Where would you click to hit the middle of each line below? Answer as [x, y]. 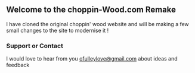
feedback [18, 65]
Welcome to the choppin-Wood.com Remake [91, 10]
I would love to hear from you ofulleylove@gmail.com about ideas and [92, 59]
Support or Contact [35, 46]
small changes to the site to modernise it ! [58, 30]
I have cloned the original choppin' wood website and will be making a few [97, 24]
